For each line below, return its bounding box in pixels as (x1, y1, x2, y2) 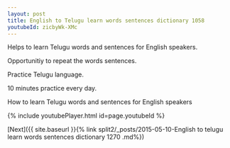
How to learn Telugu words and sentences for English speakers (7, 98, 193, 106)
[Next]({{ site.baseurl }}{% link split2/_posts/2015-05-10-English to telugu (7, 125, 224, 134)
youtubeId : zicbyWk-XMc (7, 23, 78, 30)
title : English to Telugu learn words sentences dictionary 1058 (7, 17, 204, 24)
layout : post (7, 10, 46, 18)
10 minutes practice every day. (7, 84, 97, 93)
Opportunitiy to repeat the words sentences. (7, 57, 137, 65)
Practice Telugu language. (7, 70, 84, 79)
